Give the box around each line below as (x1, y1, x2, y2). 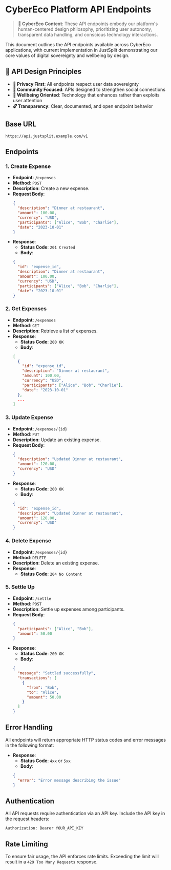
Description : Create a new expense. (12, 185, 90, 192)
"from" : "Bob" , (26, 685, 59, 690)
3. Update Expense (5, 414, 54, 421)
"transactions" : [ (17, 675, 57, 681)
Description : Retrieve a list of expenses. (12, 328, 98, 334)
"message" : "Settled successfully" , (17, 671, 96, 676)
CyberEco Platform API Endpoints (5, 4, 152, 15)
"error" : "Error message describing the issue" (17, 778, 121, 783)
